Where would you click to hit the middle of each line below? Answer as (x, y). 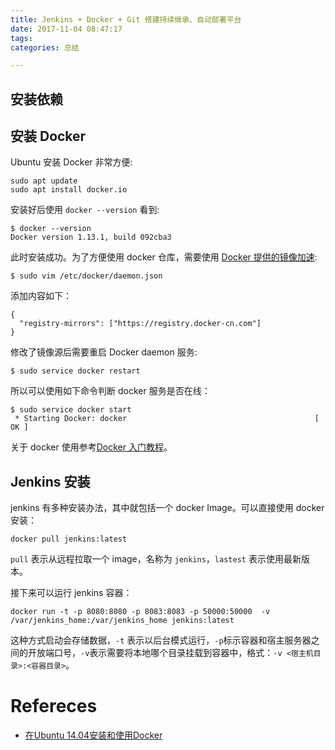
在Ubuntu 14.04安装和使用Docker (93, 735)
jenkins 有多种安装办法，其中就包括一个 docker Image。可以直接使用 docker (167, 508)
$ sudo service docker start (71, 410)
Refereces (54, 706)
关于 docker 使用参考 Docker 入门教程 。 (91, 447)
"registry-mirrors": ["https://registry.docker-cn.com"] (140, 324)
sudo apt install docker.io (69, 190)
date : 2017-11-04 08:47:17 (66, 29)
